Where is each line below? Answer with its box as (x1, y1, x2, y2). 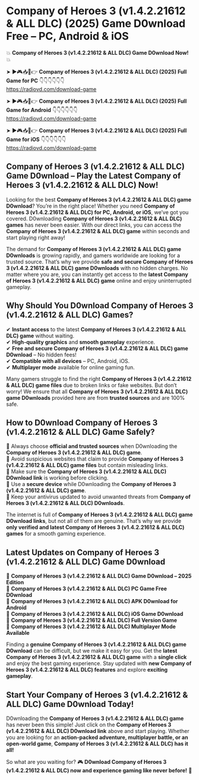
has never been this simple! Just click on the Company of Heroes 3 (6, 721, 172, 728)
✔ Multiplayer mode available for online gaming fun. (6, 364, 135, 371)
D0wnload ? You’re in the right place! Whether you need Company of (6, 202, 175, 209)
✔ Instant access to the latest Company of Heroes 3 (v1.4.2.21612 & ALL (6, 325, 187, 333)
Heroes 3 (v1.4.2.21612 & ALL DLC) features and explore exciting (6, 666, 168, 674)
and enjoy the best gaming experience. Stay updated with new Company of (6, 660, 192, 667)
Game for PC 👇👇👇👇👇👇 (6, 77, 65, 84)
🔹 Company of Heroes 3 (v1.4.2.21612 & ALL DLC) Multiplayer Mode (6, 623, 176, 630)
